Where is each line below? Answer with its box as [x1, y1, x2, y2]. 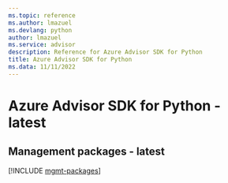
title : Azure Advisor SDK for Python [8, 56, 133, 64]
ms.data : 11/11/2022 [8, 63, 77, 71]
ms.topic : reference [8, 11, 77, 20]
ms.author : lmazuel [8, 19, 73, 27]
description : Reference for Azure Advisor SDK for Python [8, 48, 203, 56]
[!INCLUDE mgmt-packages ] [8, 166, 101, 175]
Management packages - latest [8, 145, 166, 159]
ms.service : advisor [8, 41, 77, 49]
